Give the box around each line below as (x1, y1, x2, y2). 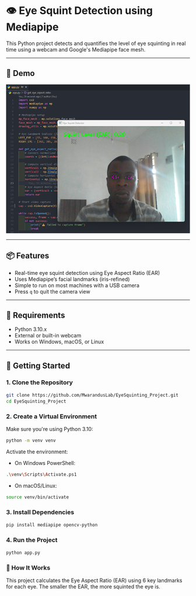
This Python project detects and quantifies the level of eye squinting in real (6, 40, 186, 47)
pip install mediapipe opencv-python (6, 522, 98, 528)
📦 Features (6, 251, 50, 261)
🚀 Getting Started (6, 360, 71, 371)
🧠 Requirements (6, 310, 65, 320)
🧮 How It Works (6, 564, 51, 571)
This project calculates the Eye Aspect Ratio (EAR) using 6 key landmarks (6, 577, 183, 584)
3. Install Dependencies (6, 508, 75, 516)
